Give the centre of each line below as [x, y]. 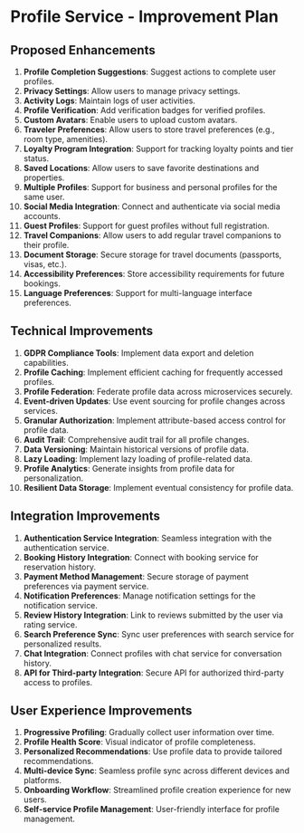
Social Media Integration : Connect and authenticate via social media [152, 206]
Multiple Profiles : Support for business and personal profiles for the [150, 187]
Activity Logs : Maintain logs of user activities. [109, 101]
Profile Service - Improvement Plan [145, 17]
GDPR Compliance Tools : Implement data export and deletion [138, 353]
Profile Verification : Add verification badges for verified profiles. [144, 110]
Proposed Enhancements [83, 50]
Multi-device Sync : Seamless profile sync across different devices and [157, 771]
